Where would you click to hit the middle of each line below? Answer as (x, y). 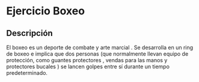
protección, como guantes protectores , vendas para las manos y (87, 60)
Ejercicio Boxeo (46, 11)
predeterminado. (27, 73)
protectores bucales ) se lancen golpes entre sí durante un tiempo (88, 66)
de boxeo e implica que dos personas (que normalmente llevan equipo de (97, 54)
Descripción (29, 33)
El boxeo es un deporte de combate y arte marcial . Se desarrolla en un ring (100, 47)
